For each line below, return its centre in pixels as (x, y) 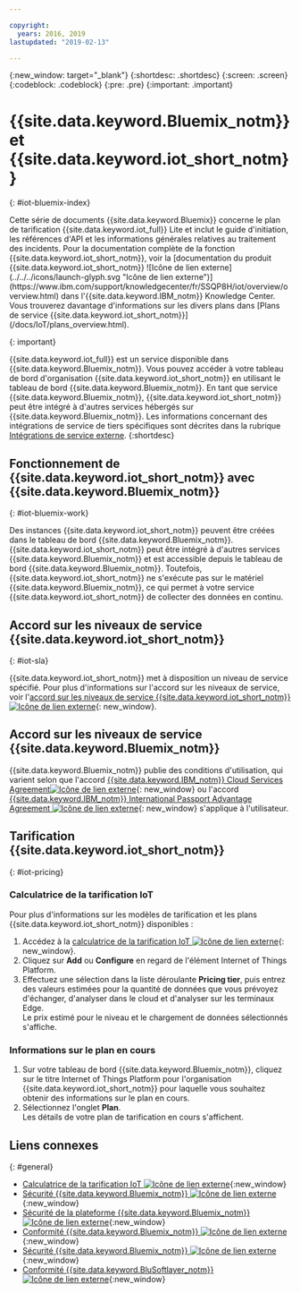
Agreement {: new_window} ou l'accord (124, 789)
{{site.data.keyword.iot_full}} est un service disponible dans (119, 360)
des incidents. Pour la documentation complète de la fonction (122, 249)
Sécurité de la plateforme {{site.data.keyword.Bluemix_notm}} (136, 1212)
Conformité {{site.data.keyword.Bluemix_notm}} (110, 1231)
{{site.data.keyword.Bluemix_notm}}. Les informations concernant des (138, 416)
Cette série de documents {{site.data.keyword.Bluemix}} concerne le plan (145, 220)
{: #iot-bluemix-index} (50, 203)
